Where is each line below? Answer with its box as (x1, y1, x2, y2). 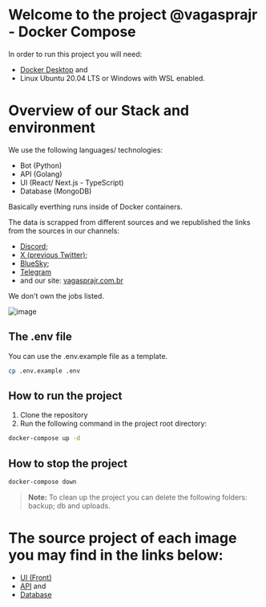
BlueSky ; (19, 259, 50, 268)
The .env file (8, 330, 72, 344)
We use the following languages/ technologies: (8, 145, 163, 154)
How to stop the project (8, 456, 128, 471)
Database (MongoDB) (19, 186, 92, 196)
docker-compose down (8, 478, 78, 487)
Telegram (19, 267, 52, 276)
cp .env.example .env (8, 367, 81, 375)
